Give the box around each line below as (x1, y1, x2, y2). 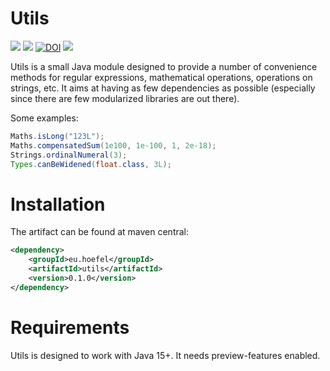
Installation (10, 193, 106, 216)
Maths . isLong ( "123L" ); (10, 131, 105, 141)
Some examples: (10, 112, 79, 124)
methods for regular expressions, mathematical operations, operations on (10, 71, 313, 83)
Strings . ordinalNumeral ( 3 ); (10, 150, 128, 160)
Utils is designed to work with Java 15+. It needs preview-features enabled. (10, 349, 321, 361)
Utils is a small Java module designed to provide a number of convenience (10, 60, 318, 72)
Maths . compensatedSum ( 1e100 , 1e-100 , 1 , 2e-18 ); (10, 140, 217, 151)
